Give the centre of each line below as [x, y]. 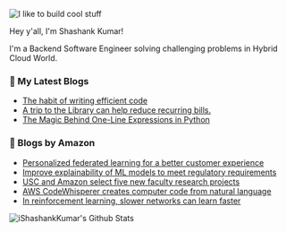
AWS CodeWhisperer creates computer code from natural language [147, 191]
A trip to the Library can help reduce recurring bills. [117, 110]
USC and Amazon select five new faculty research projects [131, 181]
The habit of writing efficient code [85, 101]
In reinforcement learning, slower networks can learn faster [131, 201]
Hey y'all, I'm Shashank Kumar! [67, 31]
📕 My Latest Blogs [49, 81]
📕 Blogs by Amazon [52, 143]
